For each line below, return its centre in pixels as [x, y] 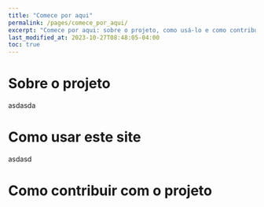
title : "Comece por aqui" [50, 15]
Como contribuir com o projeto [110, 191]
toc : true [24, 45]
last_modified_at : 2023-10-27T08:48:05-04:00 [84, 37]
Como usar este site [75, 137]
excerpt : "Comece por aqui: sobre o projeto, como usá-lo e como [117, 30]
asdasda [22, 105]
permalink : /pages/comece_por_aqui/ [68, 23]
